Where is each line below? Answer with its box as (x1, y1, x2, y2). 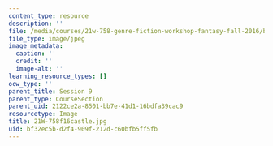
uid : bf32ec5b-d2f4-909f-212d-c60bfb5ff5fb (8, 125, 158, 133)
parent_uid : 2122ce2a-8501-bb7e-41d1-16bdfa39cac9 (8, 102, 184, 110)
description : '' (8, 19, 63, 28)
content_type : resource (8, 11, 89, 20)
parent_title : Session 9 (8, 87, 93, 96)
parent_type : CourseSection (8, 95, 104, 103)
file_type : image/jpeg (8, 34, 85, 43)
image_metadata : (8, 42, 63, 50)
